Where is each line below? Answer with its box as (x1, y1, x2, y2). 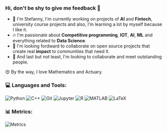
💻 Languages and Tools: (5, 82, 67, 89)
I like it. (12, 27, 28, 33)
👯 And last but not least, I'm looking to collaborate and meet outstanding (12, 54, 162, 60)
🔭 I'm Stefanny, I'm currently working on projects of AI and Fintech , (12, 16, 152, 22)
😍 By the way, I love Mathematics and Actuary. (5, 69, 103, 75)
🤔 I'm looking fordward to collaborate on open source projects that (12, 43, 150, 49)
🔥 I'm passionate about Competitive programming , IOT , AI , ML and (12, 32, 153, 38)
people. (12, 59, 29, 65)
